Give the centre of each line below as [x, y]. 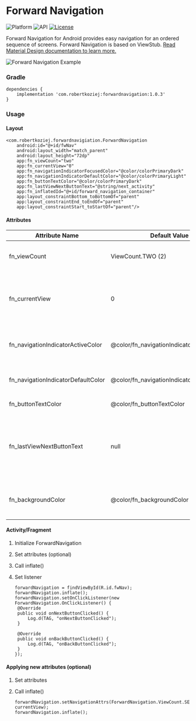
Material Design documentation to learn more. [61, 50]
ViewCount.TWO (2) [139, 256]
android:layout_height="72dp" [53, 156]
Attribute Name [57, 235]
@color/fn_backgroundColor [150, 499]
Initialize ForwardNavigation [48, 543]
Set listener [28, 577]
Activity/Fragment [29, 530]
